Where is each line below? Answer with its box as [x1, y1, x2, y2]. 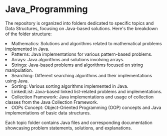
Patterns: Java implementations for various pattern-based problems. [11, 51, 152, 57]
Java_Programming [5, 4, 88, 15]
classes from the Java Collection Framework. [5, 99, 98, 105]
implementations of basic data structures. [5, 109, 91, 116]
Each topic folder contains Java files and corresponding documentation [5, 119, 152, 125]
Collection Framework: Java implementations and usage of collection [11, 94, 154, 100]
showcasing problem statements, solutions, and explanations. [5, 124, 132, 131]
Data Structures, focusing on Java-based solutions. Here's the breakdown [5, 25, 158, 31]
